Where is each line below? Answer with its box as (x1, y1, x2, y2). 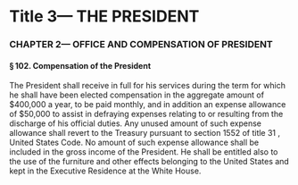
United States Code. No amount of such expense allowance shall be (9, 137, 260, 148)
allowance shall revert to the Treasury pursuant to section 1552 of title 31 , (9, 128, 281, 139)
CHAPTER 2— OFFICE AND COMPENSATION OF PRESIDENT (9, 38, 274, 51)
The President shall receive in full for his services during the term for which (9, 80, 286, 91)
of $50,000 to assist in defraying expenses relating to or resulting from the (9, 109, 284, 120)
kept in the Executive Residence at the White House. (9, 165, 202, 176)
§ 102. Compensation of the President (9, 60, 152, 71)
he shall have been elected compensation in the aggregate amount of (9, 89, 265, 100)
